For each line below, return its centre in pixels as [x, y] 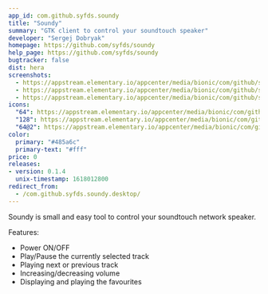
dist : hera [26, 68]
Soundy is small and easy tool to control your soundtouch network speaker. [132, 217]
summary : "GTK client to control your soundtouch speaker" [108, 30]
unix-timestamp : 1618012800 [62, 179]
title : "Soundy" [35, 23]
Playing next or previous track [69, 264]
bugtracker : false [39, 61]
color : [19, 134]
